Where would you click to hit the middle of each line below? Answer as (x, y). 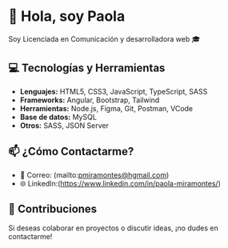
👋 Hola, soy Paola (67, 16)
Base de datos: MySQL (58, 117)
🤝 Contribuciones (53, 208)
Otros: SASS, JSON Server (64, 125)
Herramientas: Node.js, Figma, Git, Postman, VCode (106, 108)
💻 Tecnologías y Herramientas (87, 68)
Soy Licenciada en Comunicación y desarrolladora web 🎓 (104, 38)
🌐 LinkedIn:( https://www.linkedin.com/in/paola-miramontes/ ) (120, 183)
